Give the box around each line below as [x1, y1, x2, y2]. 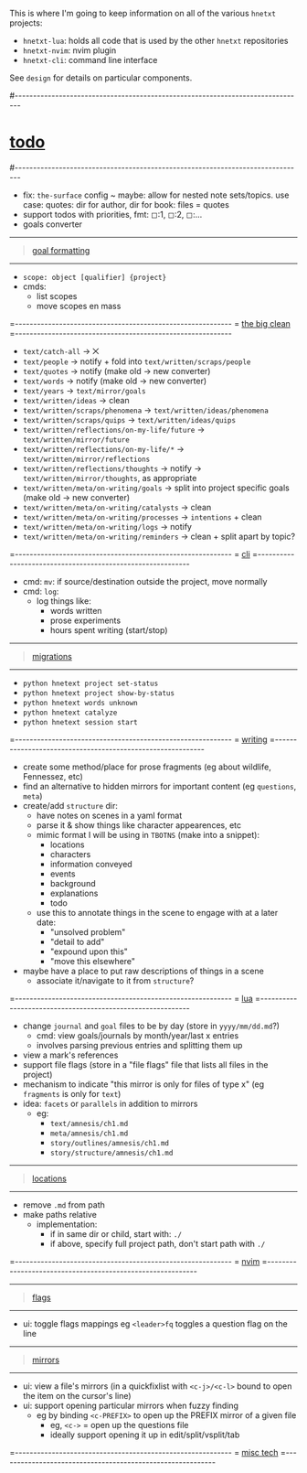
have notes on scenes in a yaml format [36, 810, 183, 821]
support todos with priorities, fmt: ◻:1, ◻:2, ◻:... [22, 209, 203, 220]
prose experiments [49, 615, 122, 626]
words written [49, 605, 102, 616]
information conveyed [49, 858, 132, 869]
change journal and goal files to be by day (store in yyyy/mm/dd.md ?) [22, 1020, 281, 1031]
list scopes [36, 290, 78, 301]
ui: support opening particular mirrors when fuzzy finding [22, 1400, 239, 1411]
